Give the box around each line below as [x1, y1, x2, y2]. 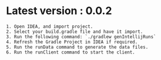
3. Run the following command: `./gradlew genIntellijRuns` [6, 34, 157, 39]
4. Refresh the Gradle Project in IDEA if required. [6, 39, 138, 45]
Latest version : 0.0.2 [6, 4, 112, 18]
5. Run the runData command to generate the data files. [6, 44, 149, 50]
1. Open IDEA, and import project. [6, 24, 93, 29]
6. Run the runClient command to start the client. [6, 49, 135, 55]
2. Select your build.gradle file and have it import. [6, 28, 143, 35]
